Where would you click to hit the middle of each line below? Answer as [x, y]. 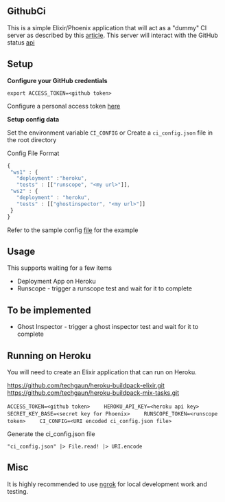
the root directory [32, 139]
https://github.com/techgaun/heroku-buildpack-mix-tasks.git [93, 392]
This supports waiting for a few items [59, 268]
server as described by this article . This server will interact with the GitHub [113, 35]
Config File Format [33, 153]
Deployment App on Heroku [56, 282]
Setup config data [33, 119]
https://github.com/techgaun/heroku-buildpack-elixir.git [86, 385]
